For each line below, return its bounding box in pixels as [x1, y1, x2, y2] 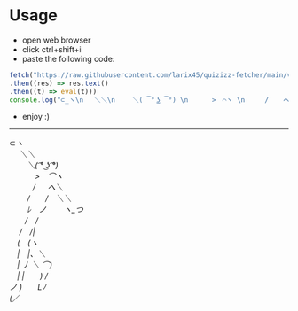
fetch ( [9, 70, 34, 80]
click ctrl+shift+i [21, 43, 82, 54]
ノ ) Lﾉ [9, 282, 46, 292]
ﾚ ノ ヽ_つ [26, 205, 84, 215]
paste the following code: [21, 53, 115, 64]
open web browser [21, 35, 91, 45]
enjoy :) [21, 112, 51, 122]
